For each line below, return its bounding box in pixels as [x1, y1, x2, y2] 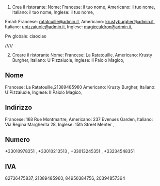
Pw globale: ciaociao [5, 34, 47, 39]
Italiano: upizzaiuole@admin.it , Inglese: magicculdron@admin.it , [5, 24, 133, 30]
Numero [5, 135, 30, 144]
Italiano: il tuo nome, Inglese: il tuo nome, [12, 9, 95, 15]
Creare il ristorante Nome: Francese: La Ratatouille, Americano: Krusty [12, 52, 153, 58]
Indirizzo [5, 103, 32, 112]
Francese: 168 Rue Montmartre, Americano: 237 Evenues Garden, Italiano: [5, 116, 153, 122]
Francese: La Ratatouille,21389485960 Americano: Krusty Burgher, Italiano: [5, 84, 156, 90]
